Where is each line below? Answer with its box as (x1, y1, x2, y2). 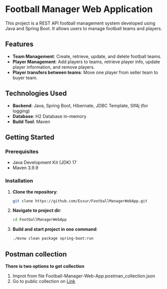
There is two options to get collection (5, 263, 84, 269)
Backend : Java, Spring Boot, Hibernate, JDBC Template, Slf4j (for (12, 102, 148, 108)
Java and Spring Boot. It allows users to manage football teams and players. (5, 25, 162, 31)
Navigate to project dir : (12, 207, 62, 214)
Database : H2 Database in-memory (12, 113, 87, 119)
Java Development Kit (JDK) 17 (12, 160, 77, 166)
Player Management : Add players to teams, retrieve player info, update (12, 59, 160, 65)
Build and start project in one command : (12, 226, 98, 232)
